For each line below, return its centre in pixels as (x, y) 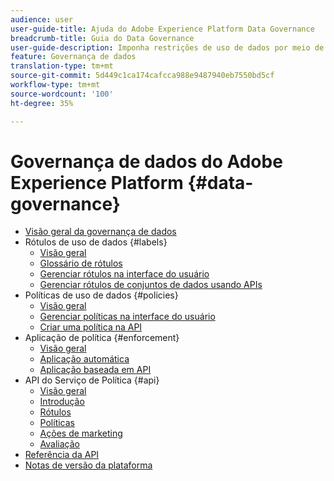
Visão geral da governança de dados (100, 232)
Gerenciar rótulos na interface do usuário (124, 274)
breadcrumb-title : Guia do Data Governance (102, 38)
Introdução (62, 402)
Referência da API (62, 455)
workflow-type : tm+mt (55, 85)
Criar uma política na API (91, 327)
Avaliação (59, 444)
